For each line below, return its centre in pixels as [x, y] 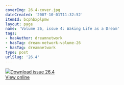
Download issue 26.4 [33, 72]
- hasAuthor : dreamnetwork [34, 38]
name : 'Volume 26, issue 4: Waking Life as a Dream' [63, 29]
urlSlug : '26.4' [22, 57]
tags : [11, 33]
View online [18, 77]
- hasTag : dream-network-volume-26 [43, 43]
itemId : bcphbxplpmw [27, 19]
